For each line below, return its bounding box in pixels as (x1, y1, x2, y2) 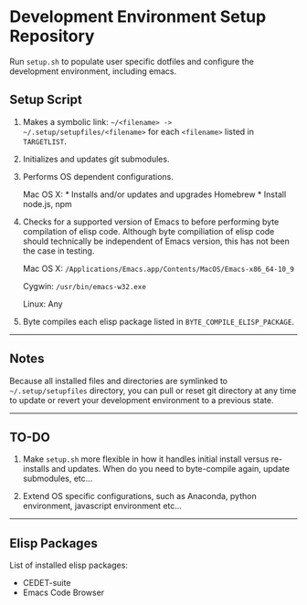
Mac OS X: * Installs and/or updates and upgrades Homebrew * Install (22, 189, 287, 200)
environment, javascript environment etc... (22, 500, 183, 512)
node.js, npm (22, 198, 73, 209)
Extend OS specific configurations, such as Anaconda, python (22, 491, 258, 502)
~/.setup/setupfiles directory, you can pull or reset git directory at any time (9, 385, 297, 396)
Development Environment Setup (9, 6, 267, 27)
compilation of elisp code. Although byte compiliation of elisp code (22, 225, 275, 236)
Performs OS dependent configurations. (22, 171, 174, 182)
